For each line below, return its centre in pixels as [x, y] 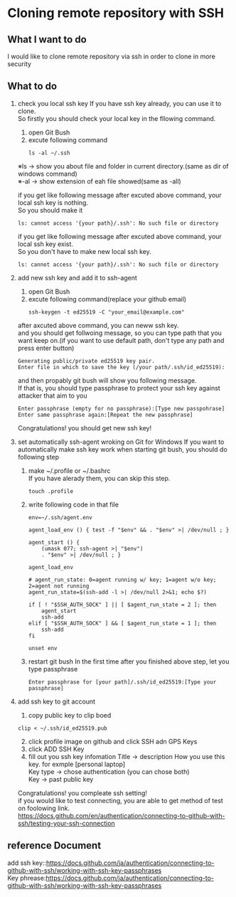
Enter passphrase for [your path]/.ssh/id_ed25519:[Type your [122, 682]
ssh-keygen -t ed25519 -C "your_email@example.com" [106, 312]
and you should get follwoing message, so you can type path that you [120, 333]
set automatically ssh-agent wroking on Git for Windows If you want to [121, 442]
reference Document [54, 845]
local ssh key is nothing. [53, 202]
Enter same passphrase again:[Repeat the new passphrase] [105, 415]
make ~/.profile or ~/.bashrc [69, 470]
